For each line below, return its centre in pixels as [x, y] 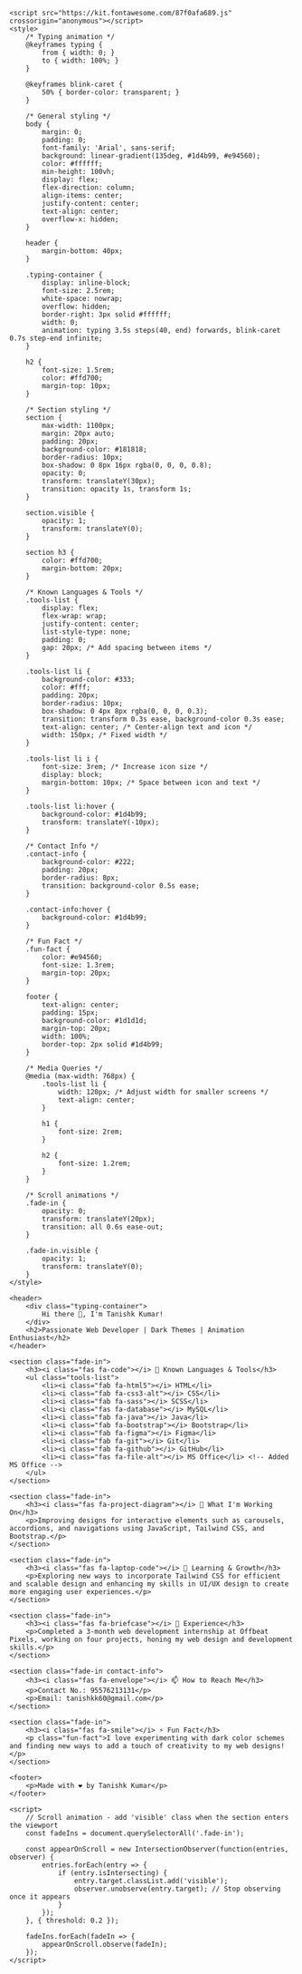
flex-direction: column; [89, 188]
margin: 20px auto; [79, 433]
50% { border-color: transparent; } [111, 92]
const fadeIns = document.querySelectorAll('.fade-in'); [135, 1833]
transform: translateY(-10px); [101, 822]
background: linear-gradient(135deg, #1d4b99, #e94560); [151, 156]
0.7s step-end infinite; [56, 338]
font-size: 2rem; [90, 1132]
